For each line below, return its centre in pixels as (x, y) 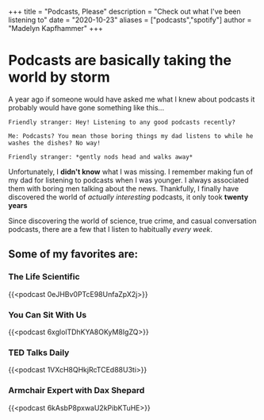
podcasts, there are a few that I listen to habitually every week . (110, 229)
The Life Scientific (44, 277)
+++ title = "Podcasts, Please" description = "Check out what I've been (125, 12)
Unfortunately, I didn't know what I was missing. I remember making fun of (131, 171)
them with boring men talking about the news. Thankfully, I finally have (124, 188)
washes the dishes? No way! (55, 143)
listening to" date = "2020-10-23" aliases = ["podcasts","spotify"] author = (130, 20)
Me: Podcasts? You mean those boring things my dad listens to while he (131, 136)
